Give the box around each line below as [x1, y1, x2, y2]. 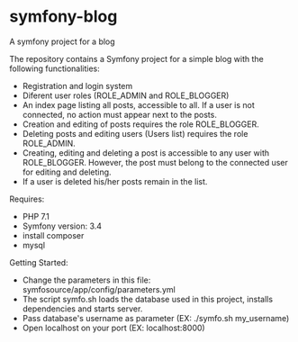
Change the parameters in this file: [22, 274, 151, 285]
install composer [22, 229, 85, 240]
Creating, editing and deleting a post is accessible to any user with [22, 147, 270, 158]
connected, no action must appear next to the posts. [22, 109, 218, 120]
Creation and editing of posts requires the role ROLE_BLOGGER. [22, 119, 259, 130]
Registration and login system [22, 80, 133, 91]
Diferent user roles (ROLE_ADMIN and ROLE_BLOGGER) [22, 90, 230, 101]
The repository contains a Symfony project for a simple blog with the [9, 53, 264, 64]
